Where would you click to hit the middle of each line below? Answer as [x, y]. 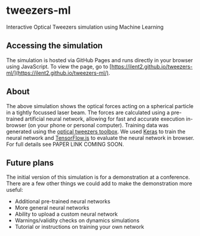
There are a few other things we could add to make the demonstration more [99, 183]
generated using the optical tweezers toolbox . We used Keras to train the [96, 131]
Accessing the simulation [55, 46]
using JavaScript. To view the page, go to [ [59, 66]
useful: [15, 190]
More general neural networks [52, 208]
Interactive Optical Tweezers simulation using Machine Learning [85, 27]
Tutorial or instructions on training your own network [79, 227]
